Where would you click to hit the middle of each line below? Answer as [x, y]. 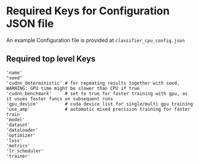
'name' [14, 73]
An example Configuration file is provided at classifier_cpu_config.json [96, 40]
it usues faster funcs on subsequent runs [60, 99]
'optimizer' [21, 135]
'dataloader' [22, 130]
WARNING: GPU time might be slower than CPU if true [73, 88]
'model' [16, 120]
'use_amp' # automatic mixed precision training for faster [98, 109]
